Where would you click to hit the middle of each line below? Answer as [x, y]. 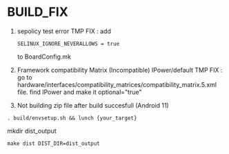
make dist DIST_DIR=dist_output [53, 143]
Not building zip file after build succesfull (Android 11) [93, 105]
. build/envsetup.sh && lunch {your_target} [72, 118]
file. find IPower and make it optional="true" [79, 92]
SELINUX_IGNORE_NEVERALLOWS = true [68, 44]
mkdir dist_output [32, 131]
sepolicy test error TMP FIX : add [64, 31]
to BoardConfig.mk [44, 57]
